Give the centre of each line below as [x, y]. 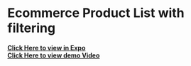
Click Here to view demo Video [54, 55]
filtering [31, 28]
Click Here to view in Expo [47, 48]
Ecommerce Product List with [96, 13]
